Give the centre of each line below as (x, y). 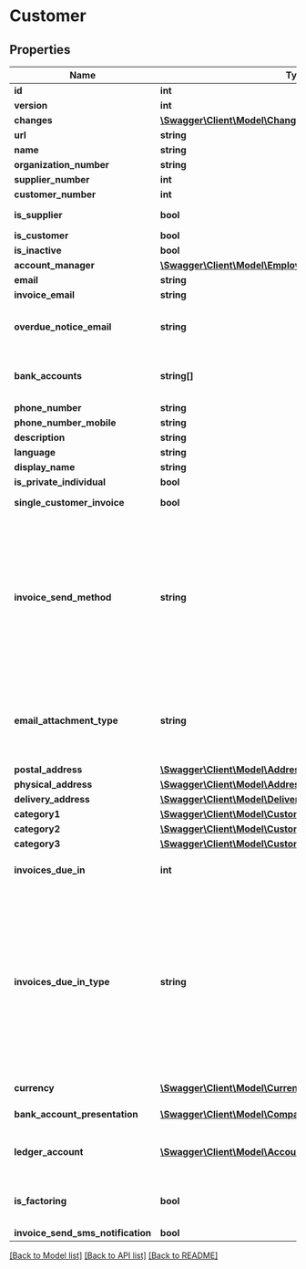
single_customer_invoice (69, 503)
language (35, 452)
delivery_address (52, 799)
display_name (45, 467)
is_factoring (41, 1201)
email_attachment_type (66, 720)
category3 (37, 844)
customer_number (55, 194)
